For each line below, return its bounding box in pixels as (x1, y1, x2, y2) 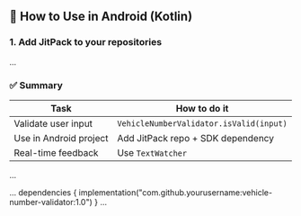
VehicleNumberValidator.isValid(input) (116, 118, 288, 129)
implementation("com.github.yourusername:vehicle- (78, 186, 272, 198)
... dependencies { (9, 186, 77, 198)
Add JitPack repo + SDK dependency (116, 131, 274, 144)
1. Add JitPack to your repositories (9, 36, 163, 49)
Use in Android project (13, 131, 109, 144)
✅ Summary (9, 78, 63, 91)
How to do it (175, 102, 229, 114)
